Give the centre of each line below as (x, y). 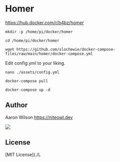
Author (16, 105)
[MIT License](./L (23, 154)
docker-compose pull (27, 81)
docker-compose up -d (28, 90)
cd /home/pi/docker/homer (32, 41)
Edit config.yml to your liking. (35, 63)
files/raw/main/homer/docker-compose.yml (49, 54)
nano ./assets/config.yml (32, 72)
